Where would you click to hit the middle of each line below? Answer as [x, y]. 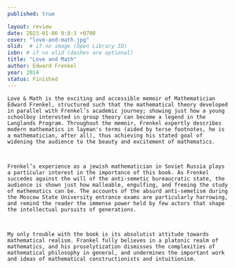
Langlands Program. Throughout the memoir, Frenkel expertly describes [114, 123]
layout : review [30, 26]
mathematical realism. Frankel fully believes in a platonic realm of [113, 240]
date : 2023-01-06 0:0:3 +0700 [52, 33]
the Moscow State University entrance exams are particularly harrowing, [118, 197]
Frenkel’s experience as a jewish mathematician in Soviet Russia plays [116, 166]
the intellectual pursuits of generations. [72, 209]
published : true [31, 14]
